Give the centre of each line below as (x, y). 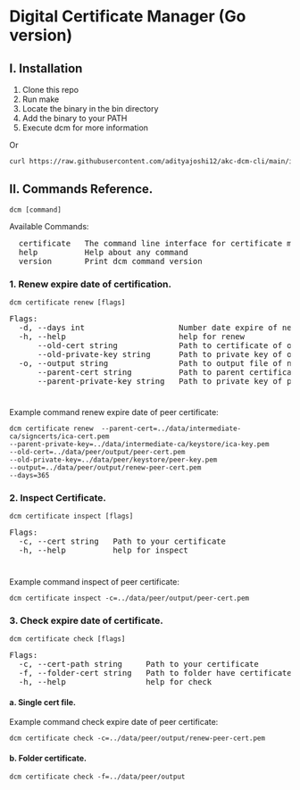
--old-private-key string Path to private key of (160, 354)
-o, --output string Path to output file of (150, 363)
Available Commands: (49, 226)
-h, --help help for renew (132, 336)
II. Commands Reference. (81, 189)
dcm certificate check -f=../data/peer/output (97, 777)
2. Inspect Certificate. (58, 498)
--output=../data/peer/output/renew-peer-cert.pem (105, 468)
